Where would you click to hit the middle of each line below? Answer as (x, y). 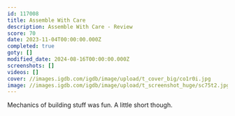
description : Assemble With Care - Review (70, 27)
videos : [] (23, 72)
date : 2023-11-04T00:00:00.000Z (54, 40)
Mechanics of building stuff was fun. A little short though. (90, 105)
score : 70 (22, 33)
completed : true (31, 46)
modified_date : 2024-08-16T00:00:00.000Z (69, 59)
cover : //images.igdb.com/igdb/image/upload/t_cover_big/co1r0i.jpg (109, 79)
